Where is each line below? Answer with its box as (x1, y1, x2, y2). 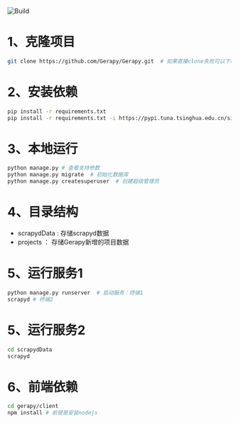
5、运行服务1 (7, 265, 83, 282)
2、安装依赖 (7, 84, 78, 100)
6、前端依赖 (7, 379, 78, 395)
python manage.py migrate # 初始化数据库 (7, 171, 129, 178)
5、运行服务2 (7, 322, 86, 338)
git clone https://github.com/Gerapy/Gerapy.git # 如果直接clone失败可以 (7, 58, 225, 65)
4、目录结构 (7, 204, 78, 220)
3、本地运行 (7, 141, 78, 156)
